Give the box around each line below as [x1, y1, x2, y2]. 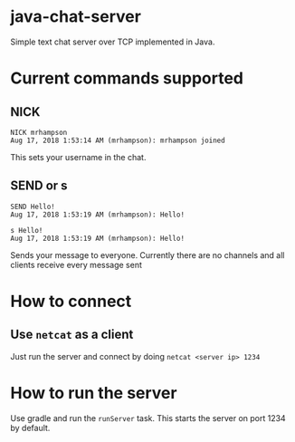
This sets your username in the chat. [10, 151, 147, 162]
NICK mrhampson [10, 128, 68, 137]
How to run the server [10, 382, 177, 403]
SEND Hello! [10, 202, 55, 211]
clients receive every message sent [10, 259, 143, 270]
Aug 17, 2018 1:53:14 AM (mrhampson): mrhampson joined [10, 136, 225, 145]
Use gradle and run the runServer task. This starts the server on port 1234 [10, 412, 286, 423]
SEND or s [10, 178, 68, 194]
